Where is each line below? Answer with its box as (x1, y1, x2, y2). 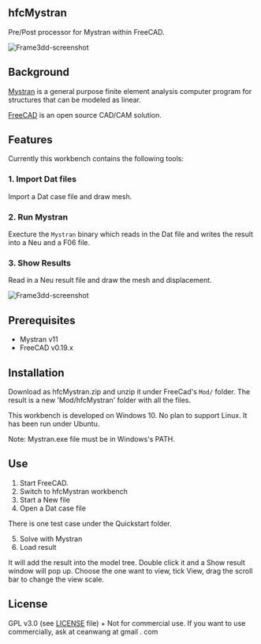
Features (8, 134, 53, 147)
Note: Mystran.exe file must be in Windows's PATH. (8, 434, 175, 443)
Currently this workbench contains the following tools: (8, 154, 184, 164)
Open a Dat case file (19, 503, 87, 513)
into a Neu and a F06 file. (8, 238, 91, 247)
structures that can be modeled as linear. (8, 95, 142, 104)
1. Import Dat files (8, 174, 77, 185)
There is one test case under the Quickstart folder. (8, 518, 172, 528)
